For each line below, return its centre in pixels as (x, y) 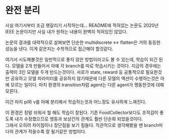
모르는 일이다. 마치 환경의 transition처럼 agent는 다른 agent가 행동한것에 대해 (87, 84)
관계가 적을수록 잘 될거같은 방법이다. (50, 131)
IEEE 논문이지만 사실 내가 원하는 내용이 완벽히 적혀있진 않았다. (67, 31)
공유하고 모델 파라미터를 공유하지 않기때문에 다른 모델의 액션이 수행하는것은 (85, 78)
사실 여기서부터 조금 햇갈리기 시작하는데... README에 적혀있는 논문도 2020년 (82, 25)
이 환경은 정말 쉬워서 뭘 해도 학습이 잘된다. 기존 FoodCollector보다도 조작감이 (82, 112)
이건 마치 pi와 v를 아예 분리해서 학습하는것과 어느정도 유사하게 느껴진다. (76, 102)
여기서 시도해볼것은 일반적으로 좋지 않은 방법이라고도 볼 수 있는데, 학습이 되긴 (81, 59)
